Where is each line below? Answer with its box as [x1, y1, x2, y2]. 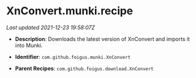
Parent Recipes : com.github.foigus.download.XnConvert [14, 64, 154, 72]
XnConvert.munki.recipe [6, 4, 133, 18]
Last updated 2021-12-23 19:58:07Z [6, 24, 95, 31]
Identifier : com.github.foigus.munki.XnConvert [14, 53, 131, 60]
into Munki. [14, 42, 43, 49]
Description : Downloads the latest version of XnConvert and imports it [14, 35, 190, 42]
